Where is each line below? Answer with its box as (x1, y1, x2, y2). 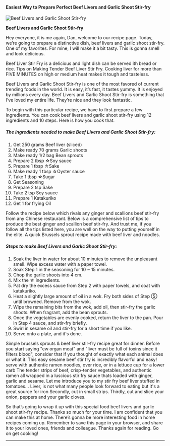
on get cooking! (6, 430, 38, 436)
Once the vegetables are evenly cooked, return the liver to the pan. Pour (13, 315, 163, 321)
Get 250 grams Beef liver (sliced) (13, 141, 82, 148)
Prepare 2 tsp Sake (13, 184, 53, 191)
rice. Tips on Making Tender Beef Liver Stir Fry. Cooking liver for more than (6, 66, 162, 72)
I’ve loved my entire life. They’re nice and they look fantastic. (6, 97, 132, 103)
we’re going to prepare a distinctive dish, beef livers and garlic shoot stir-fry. (6, 40, 165, 46)
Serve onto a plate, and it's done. (13, 331, 82, 337)
